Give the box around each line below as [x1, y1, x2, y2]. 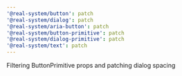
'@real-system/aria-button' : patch [6, 23, 109, 30]
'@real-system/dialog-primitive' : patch [6, 36, 125, 43]
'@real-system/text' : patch [6, 42, 88, 49]
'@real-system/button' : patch [6, 10, 94, 17]
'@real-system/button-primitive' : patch [6, 29, 125, 37]
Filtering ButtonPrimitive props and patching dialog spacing [6, 61, 176, 69]
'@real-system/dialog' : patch [6, 17, 94, 23]
